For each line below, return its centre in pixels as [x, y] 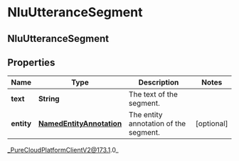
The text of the [153, 94]
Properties [31, 62]
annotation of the [157, 123]
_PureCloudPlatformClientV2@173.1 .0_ [63, 150]
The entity [145, 115]
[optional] [212, 123]
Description [159, 82]
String [49, 99]
